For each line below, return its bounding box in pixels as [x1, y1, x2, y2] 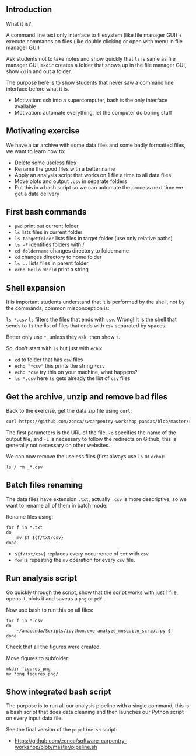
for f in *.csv [6, 617, 43, 623]
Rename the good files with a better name [14, 165, 116, 172]
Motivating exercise [6, 126, 80, 136]
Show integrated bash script [6, 686, 111, 696]
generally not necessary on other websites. [6, 441, 110, 448]
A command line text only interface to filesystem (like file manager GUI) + [6, 32, 183, 39]
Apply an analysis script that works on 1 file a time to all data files [14, 171, 171, 178]
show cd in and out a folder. [6, 67, 72, 75]
